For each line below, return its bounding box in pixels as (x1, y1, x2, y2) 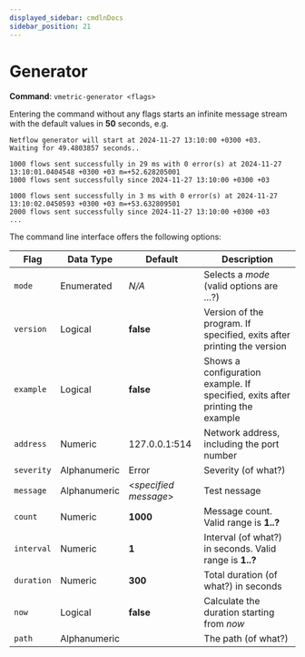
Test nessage (203, 484, 261, 497)
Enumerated (60, 279, 113, 292)
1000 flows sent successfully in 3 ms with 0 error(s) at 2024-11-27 (9, 192, 279, 201)
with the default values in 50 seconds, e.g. (9, 118, 170, 129)
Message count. (203, 505, 272, 518)
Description (221, 253, 274, 266)
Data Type (67, 253, 113, 266)
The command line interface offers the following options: (9, 231, 222, 242)
